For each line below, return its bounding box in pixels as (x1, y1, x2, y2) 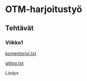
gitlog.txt (5, 60, 24, 66)
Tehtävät (5, 24, 34, 32)
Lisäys (5, 70, 19, 76)
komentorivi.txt (5, 50, 37, 56)
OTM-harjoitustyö (5, 4, 82, 15)
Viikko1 (5, 39, 24, 46)
